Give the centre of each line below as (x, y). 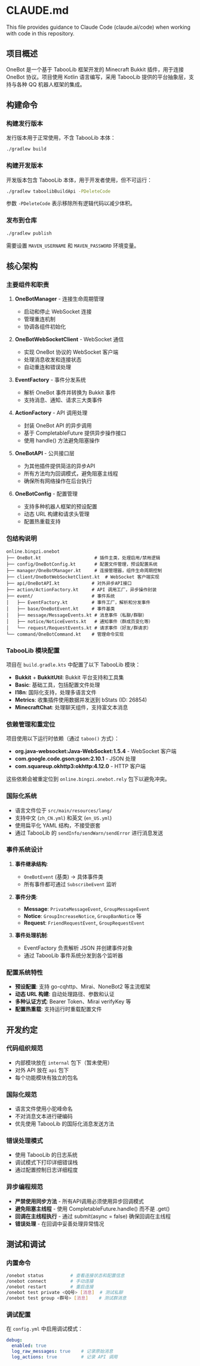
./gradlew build (26, 149)
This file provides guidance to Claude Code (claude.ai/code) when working (99, 27)
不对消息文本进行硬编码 (44, 1117)
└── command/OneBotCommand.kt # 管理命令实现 (65, 634)
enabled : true (29, 1346)
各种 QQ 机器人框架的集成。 (51, 84)
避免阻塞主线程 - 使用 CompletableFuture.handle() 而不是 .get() (92, 1208)
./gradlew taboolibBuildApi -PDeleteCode (59, 191)
